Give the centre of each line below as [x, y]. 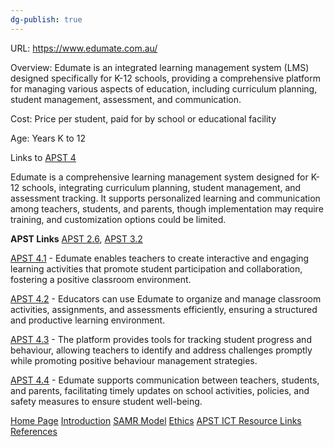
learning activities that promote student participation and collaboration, [156, 268]
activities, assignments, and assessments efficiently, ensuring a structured [164, 309]
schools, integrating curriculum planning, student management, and [161, 187]
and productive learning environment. [88, 320]
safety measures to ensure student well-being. [106, 401]
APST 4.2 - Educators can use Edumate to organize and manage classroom [166, 298]
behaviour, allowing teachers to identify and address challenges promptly [161, 350]
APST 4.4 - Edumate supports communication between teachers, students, [165, 380]
